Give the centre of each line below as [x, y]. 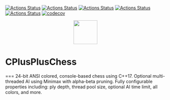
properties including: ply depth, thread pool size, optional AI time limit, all [81, 87]
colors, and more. [24, 92]
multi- [159, 76]
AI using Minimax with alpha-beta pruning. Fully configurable [89, 81]
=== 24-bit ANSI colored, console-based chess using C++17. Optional [78, 76]
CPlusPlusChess [41, 62]
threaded [15, 81]
